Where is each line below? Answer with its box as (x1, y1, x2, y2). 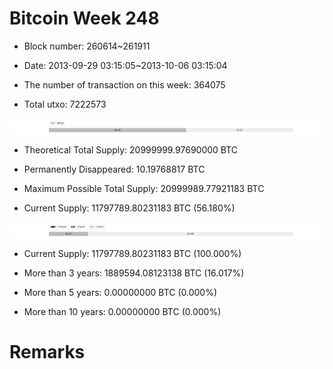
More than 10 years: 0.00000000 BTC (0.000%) (23, 306, 222, 318)
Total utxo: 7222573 (23, 98, 107, 110)
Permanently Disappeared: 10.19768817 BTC (23, 163, 206, 176)
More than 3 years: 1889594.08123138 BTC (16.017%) (23, 267, 245, 279)
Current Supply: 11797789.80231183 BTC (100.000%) (23, 248, 242, 260)
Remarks (9, 341, 86, 364)
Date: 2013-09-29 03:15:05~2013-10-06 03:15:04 (23, 59, 228, 71)
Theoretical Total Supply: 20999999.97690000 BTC (23, 144, 239, 156)
